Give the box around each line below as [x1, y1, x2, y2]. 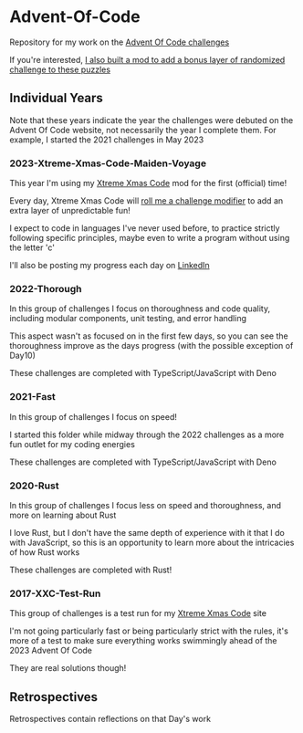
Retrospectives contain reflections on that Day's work [9, 714, 212, 725]
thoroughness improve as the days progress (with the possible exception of [9, 340, 294, 351]
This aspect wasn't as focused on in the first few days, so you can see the [9, 330, 289, 341]
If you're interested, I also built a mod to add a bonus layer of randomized [9, 54, 286, 65]
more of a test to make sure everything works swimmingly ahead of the [9, 635, 277, 646]
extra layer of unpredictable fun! [9, 205, 131, 216]
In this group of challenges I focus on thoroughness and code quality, [9, 303, 271, 314]
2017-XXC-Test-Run [9, 587, 101, 600]
